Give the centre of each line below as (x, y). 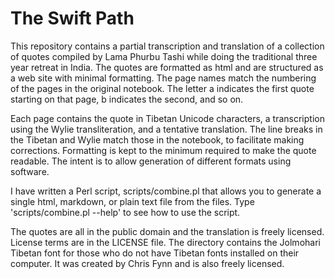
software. (30, 171)
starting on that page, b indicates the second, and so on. (127, 99)
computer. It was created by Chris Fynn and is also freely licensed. (147, 263)
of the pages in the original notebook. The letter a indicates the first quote (162, 88)
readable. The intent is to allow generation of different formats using (151, 161)
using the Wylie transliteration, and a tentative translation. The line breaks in (166, 129)
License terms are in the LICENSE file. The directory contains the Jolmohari (165, 242)
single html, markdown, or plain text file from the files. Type (132, 201)
